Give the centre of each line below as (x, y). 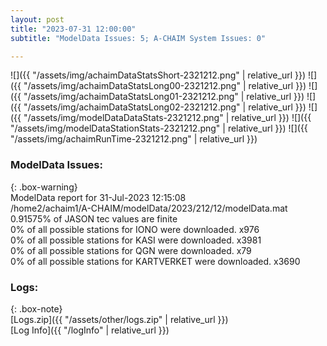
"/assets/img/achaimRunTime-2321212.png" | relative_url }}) (134, 139)
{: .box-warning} (44, 187)
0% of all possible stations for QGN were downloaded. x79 (131, 250)
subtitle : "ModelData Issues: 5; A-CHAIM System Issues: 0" (138, 38)
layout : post (37, 19)
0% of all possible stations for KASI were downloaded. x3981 (136, 240)
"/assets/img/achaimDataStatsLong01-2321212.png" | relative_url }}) (164, 97)
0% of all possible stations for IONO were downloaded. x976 (135, 229)
